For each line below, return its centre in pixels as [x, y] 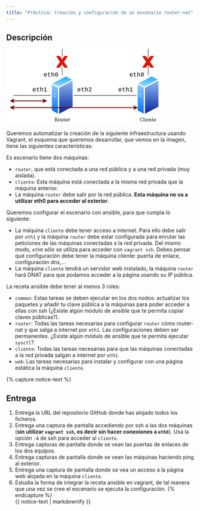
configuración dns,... [40, 262]
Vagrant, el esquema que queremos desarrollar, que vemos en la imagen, [96, 140]
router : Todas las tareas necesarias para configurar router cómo [95, 323]
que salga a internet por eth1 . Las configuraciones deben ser [104, 330]
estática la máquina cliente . [50, 368]
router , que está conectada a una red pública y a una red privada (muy [102, 169]
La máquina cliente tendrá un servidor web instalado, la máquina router [104, 268]
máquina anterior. [36, 188]
